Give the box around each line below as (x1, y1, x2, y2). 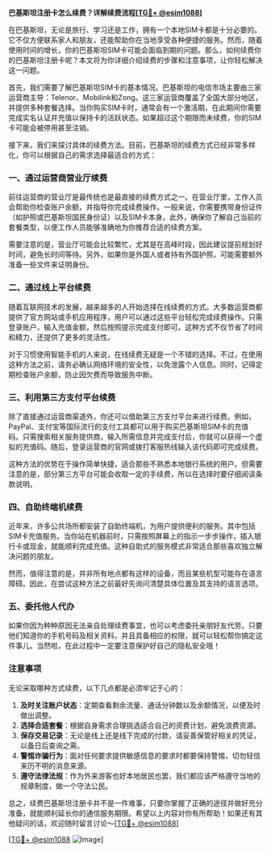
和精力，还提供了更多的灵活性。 (8, 332, 115, 342)
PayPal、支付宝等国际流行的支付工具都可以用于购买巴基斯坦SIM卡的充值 (8, 422, 249, 431)
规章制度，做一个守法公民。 (19, 781, 113, 791)
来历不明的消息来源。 (19, 761, 91, 770)
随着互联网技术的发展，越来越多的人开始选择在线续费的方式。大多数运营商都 (8, 302, 263, 312)
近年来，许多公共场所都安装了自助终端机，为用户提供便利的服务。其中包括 (8, 521, 256, 531)
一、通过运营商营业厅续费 (8, 172, 108, 183)
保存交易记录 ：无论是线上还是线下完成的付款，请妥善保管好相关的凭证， (19, 730, 261, 740)
